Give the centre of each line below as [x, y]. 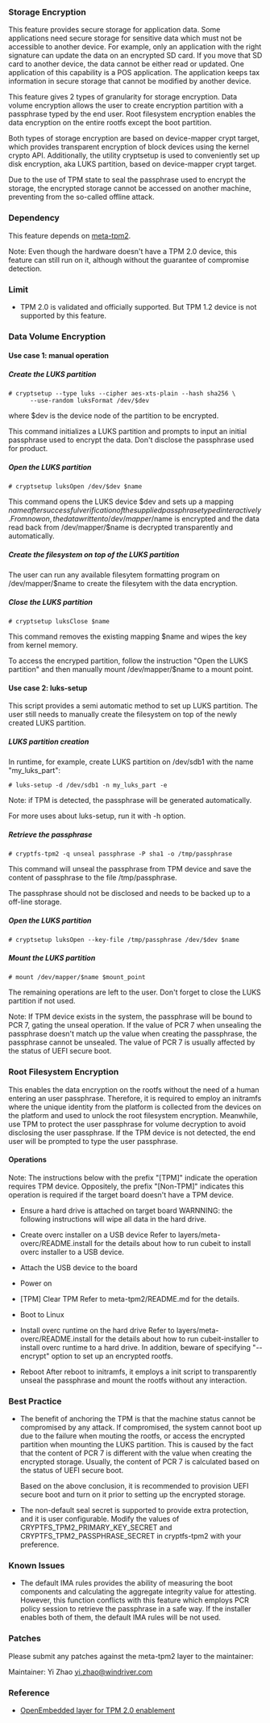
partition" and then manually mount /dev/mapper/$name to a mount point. [131, 669]
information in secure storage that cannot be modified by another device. [130, 81]
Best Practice [35, 1401]
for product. [28, 449]
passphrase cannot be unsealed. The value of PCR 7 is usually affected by [132, 1042]
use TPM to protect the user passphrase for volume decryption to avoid [127, 1124]
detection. [25, 268]
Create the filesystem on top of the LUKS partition [94, 554]
